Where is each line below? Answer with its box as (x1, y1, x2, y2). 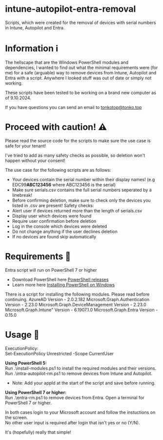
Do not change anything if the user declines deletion (12, 229, 118, 234)
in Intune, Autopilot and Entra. (5, 24, 65, 30)
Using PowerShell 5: (5, 360, 47, 366)
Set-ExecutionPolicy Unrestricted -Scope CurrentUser (5, 350, 114, 356)
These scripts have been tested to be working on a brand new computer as (5, 90, 156, 95)
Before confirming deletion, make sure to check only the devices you (12, 197, 151, 203)
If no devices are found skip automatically (12, 233, 97, 239)
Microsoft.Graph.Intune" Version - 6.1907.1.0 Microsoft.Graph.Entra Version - (5, 307, 158, 313)
